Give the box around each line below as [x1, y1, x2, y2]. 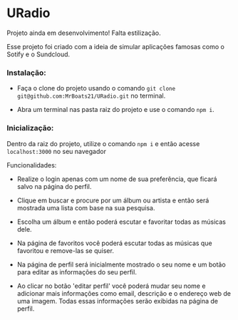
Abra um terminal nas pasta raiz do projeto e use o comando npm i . [16, 105, 214, 114]
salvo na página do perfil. [16, 182, 92, 190]
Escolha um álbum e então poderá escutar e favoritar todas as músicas [16, 217, 226, 226]
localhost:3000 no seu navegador [6, 147, 106, 155]
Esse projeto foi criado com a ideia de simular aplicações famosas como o [6, 42, 225, 51]
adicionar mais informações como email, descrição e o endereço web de [16, 289, 231, 297]
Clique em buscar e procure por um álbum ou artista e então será [16, 196, 209, 205]
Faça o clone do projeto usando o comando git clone [16, 84, 176, 93]
